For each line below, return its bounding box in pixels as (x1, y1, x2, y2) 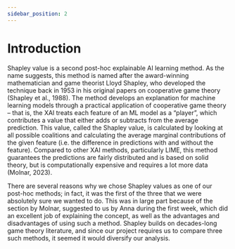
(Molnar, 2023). (7, 168, 53, 176)
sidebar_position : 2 (7, 10, 68, 18)
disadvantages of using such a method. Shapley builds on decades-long (7, 219, 217, 227)
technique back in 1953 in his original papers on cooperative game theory (7, 86, 221, 95)
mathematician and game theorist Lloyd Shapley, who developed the (7, 79, 206, 87)
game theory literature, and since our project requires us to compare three (7, 226, 223, 235)
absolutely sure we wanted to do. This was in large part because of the (7, 196, 213, 205)
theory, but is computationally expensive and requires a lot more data (7, 161, 208, 169)
